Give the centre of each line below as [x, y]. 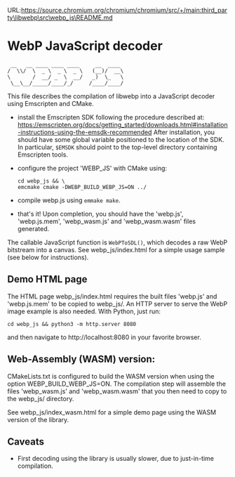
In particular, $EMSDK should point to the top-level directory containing [117, 147]
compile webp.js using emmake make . [69, 200]
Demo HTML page [47, 279]
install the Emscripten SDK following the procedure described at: [111, 117]
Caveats [26, 442]
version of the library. [38, 419]
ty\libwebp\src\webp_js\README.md [60, 18]
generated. [33, 228]
